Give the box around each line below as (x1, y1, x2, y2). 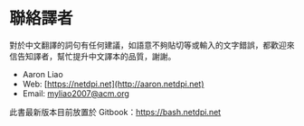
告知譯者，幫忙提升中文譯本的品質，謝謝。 (16, 50, 176, 61)
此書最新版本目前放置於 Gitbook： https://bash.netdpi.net (9, 106, 222, 117)
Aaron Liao (22, 68, 63, 79)
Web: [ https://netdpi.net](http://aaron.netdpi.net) (22, 78, 205, 89)
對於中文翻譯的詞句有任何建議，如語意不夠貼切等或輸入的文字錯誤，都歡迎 (9, 40, 287, 50)
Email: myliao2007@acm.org (22, 87, 129, 99)
